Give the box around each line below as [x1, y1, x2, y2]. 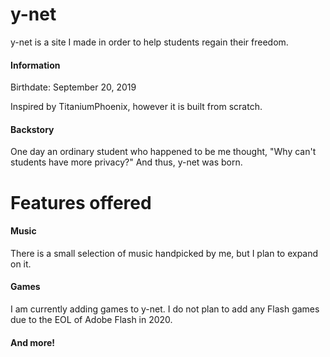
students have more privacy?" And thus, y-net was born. [10, 156, 243, 168]
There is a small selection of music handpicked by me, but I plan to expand [10, 247, 319, 259]
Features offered [10, 191, 152, 214]
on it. [10, 258, 32, 270]
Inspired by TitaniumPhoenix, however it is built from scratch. [10, 101, 263, 113]
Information [10, 59, 61, 71]
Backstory [10, 123, 55, 135]
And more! [10, 336, 56, 348]
